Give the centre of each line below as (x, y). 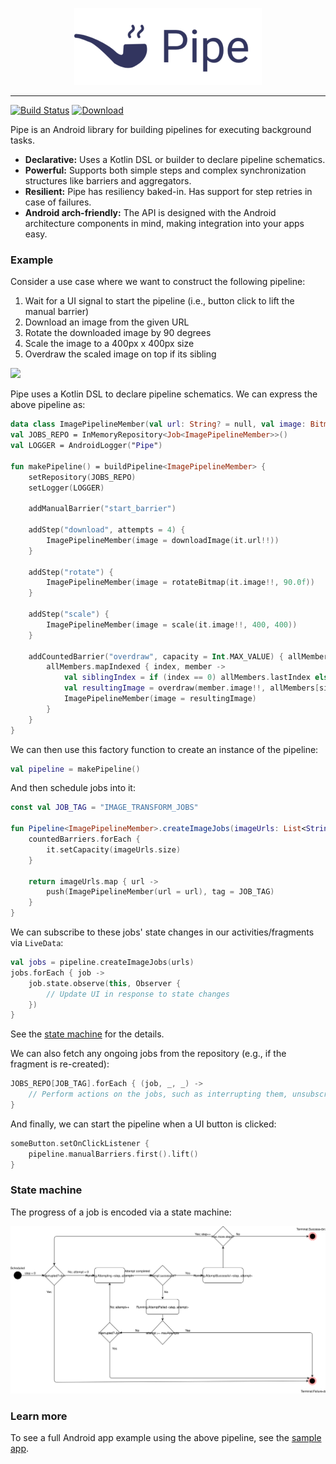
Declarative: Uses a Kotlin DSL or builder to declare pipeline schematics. (175, 159)
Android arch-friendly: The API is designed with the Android (150, 212)
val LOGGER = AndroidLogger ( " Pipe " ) (86, 446)
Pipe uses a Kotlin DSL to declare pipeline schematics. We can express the (164, 394)
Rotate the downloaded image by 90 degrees (118, 333)
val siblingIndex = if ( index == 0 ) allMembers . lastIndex (187, 678)
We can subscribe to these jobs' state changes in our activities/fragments (162, 932)
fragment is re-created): (60, 1064)
